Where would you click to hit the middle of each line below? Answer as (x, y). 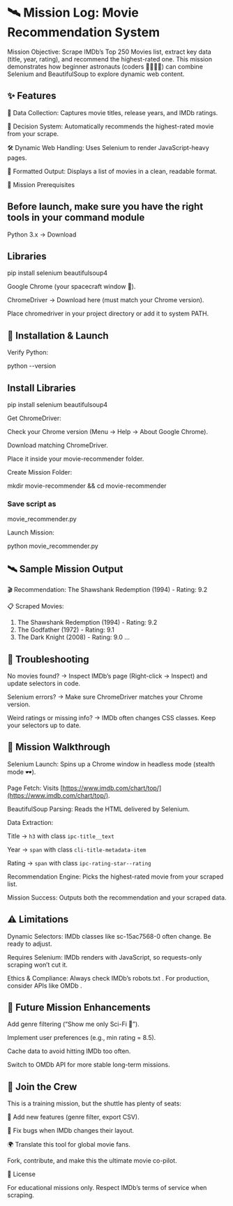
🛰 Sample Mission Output (65, 569)
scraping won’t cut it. (38, 965)
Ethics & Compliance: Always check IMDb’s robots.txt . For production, (108, 978)
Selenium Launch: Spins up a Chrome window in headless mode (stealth (111, 764)
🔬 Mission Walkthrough (59, 747)
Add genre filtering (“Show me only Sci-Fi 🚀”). (73, 1024)
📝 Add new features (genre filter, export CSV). (73, 1117)
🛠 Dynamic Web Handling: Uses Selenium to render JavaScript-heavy (108, 147)
